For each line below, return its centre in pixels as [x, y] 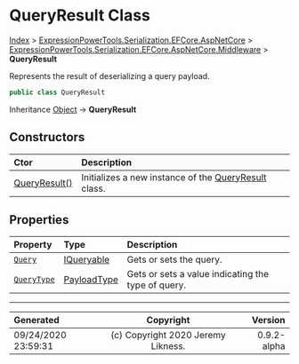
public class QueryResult [57, 92]
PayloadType [91, 280]
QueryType [34, 280]
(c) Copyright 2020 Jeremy [168, 336]
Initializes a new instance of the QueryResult [174, 177]
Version [268, 320]
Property [33, 245]
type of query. [157, 285]
